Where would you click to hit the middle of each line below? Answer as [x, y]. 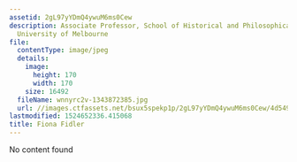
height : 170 [54, 75]
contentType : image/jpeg [63, 50]
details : [33, 58]
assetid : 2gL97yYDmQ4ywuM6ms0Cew [71, 17]
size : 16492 [47, 91]
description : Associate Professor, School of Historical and [124, 26]
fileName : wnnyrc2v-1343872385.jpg [83, 100]
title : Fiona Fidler [47, 125]
